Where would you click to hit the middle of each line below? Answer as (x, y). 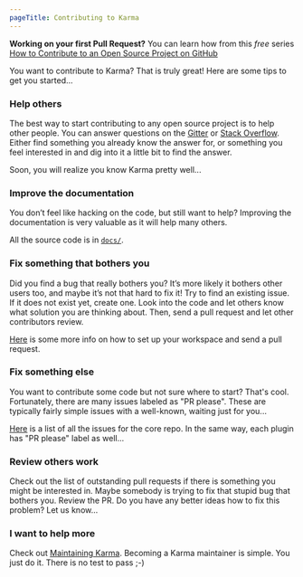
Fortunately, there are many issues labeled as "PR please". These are (138, 401)
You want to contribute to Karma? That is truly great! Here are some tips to (148, 71)
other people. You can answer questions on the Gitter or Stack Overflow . (145, 133)
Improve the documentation (72, 193)
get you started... (42, 80)
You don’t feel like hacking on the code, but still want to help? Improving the (151, 213)
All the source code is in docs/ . (66, 240)
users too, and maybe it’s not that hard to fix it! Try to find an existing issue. (150, 293)
